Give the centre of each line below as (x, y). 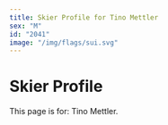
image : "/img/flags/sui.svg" (64, 42)
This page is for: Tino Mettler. (64, 112)
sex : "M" (26, 26)
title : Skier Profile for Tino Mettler (84, 17)
